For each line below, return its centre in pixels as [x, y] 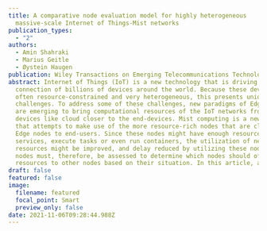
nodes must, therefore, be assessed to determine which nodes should [133, 156]
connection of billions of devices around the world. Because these [131, 89]
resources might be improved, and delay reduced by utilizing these [131, 148]
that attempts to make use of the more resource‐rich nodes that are [133, 126]
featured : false [35, 178]
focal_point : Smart [48, 200]
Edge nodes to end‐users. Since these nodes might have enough [122, 133]
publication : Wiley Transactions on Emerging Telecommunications [118, 75]
